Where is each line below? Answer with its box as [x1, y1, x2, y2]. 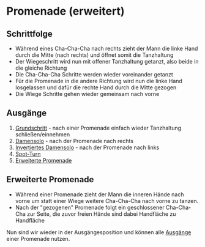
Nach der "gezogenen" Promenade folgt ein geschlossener [15, 204, 165, 211]
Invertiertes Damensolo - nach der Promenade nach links [15, 144, 160, 151]
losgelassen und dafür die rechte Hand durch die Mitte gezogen [15, 84, 177, 91]
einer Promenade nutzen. [6, 235, 70, 242]
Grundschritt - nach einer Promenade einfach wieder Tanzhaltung [15, 124, 182, 131]
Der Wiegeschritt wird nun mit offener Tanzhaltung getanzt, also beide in [15, 58, 199, 65]
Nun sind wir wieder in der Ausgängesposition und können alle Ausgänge [6, 228, 192, 236]
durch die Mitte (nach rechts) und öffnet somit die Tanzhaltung [15, 51, 174, 59]
